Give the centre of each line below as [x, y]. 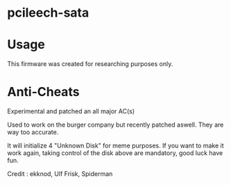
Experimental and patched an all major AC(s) [71, 111]
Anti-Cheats [43, 92]
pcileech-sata [48, 13]
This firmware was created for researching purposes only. [90, 64]
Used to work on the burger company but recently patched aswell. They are [115, 125]
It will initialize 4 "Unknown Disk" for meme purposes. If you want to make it [115, 146]
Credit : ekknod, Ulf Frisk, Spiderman [60, 174]
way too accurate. [33, 132]
